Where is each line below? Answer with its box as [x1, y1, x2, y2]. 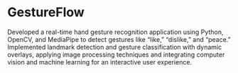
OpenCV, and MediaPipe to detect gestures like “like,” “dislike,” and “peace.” [7, 35, 231, 43]
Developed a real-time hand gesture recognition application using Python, [7, 28, 224, 36]
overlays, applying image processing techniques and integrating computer [7, 50, 225, 59]
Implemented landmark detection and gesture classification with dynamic [7, 43, 222, 51]
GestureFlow [7, 4, 85, 21]
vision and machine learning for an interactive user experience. [7, 57, 193, 66]
